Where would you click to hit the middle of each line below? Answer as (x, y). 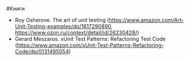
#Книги (16, 9)
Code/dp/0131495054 (42, 52)
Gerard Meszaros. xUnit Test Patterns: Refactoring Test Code (90, 39)
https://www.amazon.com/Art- (146, 20)
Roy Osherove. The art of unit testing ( (62, 20)
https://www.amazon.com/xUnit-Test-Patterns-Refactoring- (91, 45)
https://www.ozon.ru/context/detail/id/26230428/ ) (77, 33)
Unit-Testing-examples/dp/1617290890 (63, 26)
